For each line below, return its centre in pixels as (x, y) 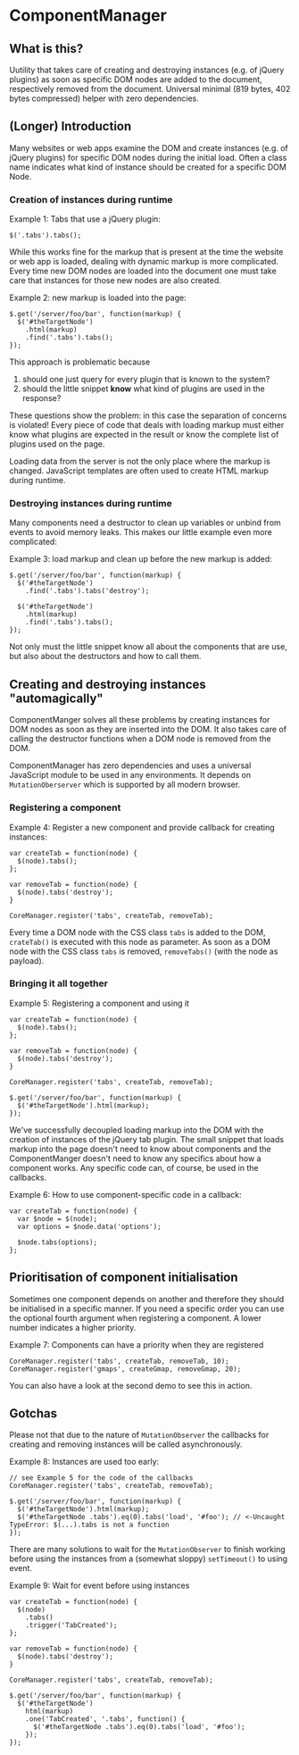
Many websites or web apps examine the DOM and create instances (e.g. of (149, 147)
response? (42, 398)
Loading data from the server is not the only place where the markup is (140, 462)
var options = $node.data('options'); (90, 1226)
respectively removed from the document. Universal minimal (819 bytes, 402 (150, 89)
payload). (27, 960)
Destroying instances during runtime (91, 504)
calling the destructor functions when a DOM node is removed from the (140, 739)
